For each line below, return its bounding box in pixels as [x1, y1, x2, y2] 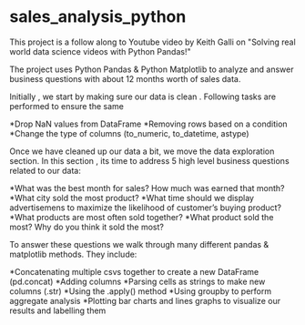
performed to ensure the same [9, 100, 125, 111]
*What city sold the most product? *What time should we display [9, 192, 255, 203]
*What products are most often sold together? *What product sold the [9, 211, 274, 222]
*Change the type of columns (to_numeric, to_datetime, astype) [9, 127, 249, 138]
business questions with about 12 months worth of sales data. [9, 73, 241, 84]
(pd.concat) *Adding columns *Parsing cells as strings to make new [9, 276, 266, 287]
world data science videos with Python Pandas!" [9, 46, 191, 56]
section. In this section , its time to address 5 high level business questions [9, 155, 290, 166]
